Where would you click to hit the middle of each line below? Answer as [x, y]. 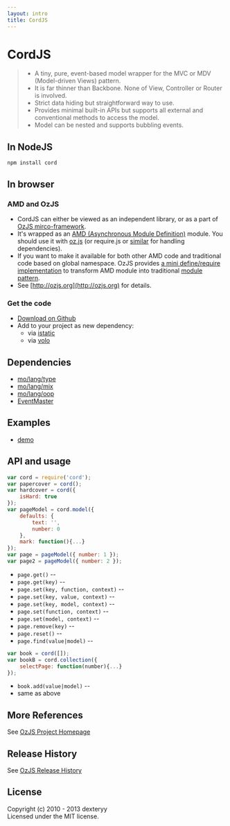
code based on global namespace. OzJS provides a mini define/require [118, 263]
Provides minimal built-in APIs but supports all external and [119, 110]
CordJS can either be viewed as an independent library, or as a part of [117, 218]
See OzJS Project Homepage [49, 732]
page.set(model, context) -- [58, 619]
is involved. [51, 96]
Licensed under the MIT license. [53, 816]
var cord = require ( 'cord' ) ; [49, 477]
